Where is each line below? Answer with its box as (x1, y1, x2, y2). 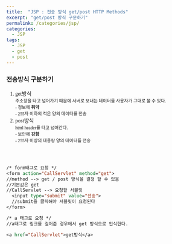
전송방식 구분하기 (6, 75, 54, 84)
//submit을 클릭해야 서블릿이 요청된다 (11, 199, 95, 205)
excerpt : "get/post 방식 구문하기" (6, 15, 89, 21)
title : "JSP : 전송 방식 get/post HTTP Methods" (6, 8, 129, 15)
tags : (6, 37, 20, 43)
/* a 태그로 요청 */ (6, 215, 52, 221)
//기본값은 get (6, 182, 39, 188)
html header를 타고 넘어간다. (14, 125, 68, 131)
